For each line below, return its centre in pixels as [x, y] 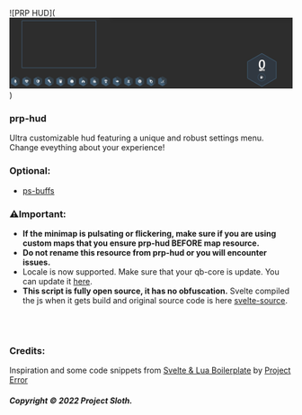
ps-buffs [38, 190]
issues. [36, 262]
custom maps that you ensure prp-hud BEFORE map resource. [141, 243]
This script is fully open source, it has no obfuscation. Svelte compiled [156, 291]
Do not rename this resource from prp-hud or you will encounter [144, 252]
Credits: [27, 350]
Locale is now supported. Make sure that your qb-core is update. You [151, 271]
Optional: [30, 171]
